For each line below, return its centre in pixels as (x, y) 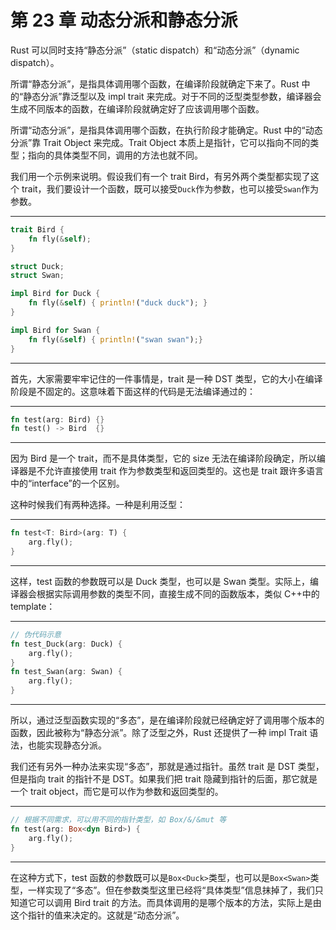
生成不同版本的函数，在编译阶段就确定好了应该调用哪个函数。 (137, 108)
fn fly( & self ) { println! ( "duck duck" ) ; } (118, 303)
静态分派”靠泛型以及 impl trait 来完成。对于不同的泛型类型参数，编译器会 (172, 96)
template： (33, 606)
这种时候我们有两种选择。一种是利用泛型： (98, 505)
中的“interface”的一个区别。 (67, 483)
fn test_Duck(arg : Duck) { (66, 644)
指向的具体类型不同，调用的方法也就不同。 (115, 155)
